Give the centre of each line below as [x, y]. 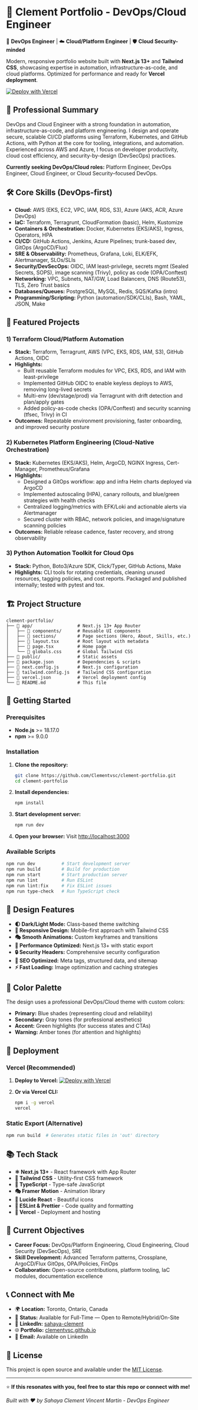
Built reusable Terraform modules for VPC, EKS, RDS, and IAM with [105, 370]
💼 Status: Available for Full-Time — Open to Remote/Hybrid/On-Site [97, 1317]
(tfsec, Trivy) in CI [45, 415]
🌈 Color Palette [34, 988]
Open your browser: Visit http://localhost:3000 [72, 837]
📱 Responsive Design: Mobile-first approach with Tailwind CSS [92, 930]
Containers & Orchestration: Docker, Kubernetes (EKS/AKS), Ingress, [99, 228]
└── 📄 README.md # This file [57, 683]
